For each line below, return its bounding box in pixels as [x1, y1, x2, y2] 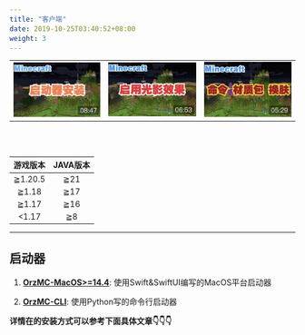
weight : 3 [9, 34, 47, 43]
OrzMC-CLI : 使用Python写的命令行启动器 [22, 296, 177, 307]
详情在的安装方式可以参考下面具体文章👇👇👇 [9, 315, 172, 326]
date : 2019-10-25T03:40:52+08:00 [9, 24, 136, 34]
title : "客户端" [9, 15, 67, 24]
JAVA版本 [53, 160, 91, 171]
